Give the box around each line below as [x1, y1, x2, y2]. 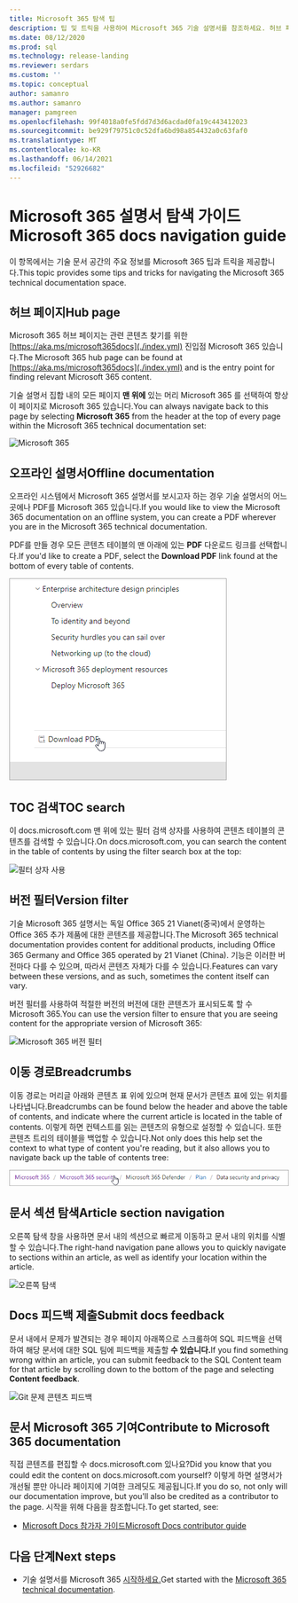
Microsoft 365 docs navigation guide [9, 225, 286, 246]
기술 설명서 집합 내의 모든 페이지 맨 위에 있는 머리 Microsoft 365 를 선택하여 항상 [9, 390, 289, 401]
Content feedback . [9, 1373, 80, 1384]
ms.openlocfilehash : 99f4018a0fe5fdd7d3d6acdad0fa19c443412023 [9, 117, 248, 126]
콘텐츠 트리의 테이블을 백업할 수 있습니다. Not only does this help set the [9, 1132, 263, 1143]
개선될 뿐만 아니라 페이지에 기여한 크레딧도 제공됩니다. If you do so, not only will [9, 1481, 288, 1492]
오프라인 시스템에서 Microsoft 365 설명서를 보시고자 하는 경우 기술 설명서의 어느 [9, 491, 288, 501]
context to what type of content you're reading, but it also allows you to [9, 1143, 271, 1153]
